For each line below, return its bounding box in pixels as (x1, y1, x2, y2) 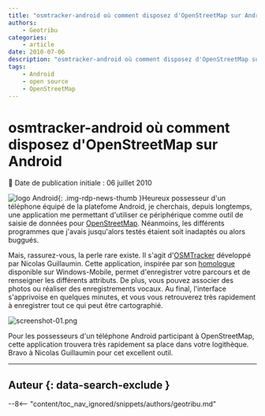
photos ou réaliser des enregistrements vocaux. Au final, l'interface (8, 284, 227, 294)
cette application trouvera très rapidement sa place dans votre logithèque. (8, 340, 249, 349)
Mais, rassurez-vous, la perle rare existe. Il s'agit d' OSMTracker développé (8, 251, 251, 260)
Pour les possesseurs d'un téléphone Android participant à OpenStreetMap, (8, 332, 255, 341)
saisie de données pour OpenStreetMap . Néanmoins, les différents (8, 218, 225, 228)
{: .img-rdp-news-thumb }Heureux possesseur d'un (58, 194, 226, 203)
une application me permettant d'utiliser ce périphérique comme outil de (8, 210, 244, 220)
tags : (8, 63, 26, 71)
